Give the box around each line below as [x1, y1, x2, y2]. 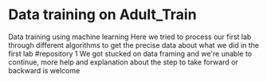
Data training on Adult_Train [8, 6, 197, 24]
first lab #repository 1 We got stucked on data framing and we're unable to [8, 49, 253, 58]
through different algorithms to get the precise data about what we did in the [8, 40, 260, 49]
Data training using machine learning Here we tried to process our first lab [8, 32, 252, 41]
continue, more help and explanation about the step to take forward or [8, 57, 239, 67]
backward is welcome [8, 65, 80, 75]
